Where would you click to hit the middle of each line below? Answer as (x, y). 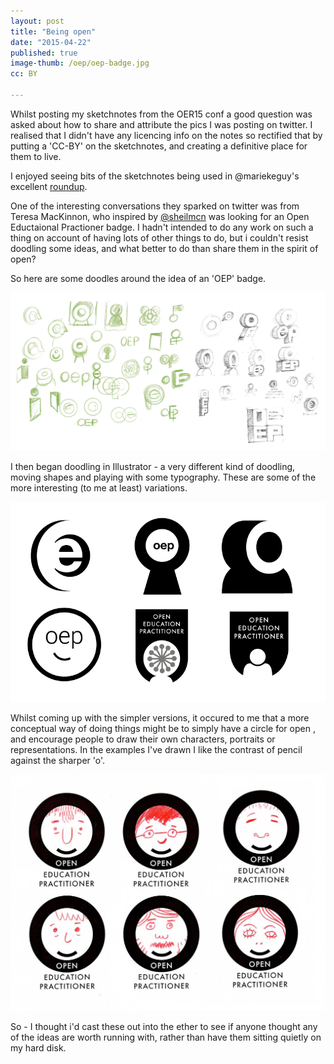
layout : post (37, 21)
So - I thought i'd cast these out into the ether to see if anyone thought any (164, 1026)
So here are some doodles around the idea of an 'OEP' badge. (138, 278)
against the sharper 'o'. (58, 761)
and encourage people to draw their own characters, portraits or (143, 739)
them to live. (36, 156)
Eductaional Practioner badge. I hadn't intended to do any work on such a (162, 227)
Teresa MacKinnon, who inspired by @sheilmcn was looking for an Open (160, 216)
